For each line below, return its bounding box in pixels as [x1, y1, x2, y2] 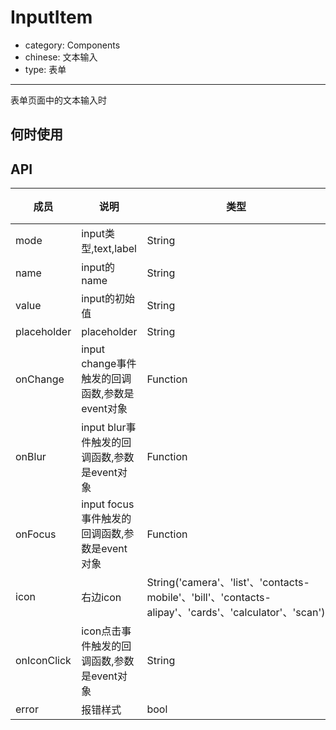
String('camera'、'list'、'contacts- [146, 576, 310, 590]
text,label [93, 242, 137, 256]
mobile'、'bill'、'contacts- [146, 591, 272, 605]
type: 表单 [24, 63, 67, 75]
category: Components [24, 39, 121, 51]
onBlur [15, 450, 47, 464]
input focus [81, 497, 135, 511]
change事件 [81, 357, 137, 371]
